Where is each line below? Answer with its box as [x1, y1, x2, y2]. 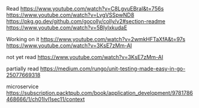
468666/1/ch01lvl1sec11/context [6, 95, 85, 103]
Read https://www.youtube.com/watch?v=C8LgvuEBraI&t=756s [6, 5, 164, 12]
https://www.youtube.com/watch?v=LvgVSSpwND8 [6, 11, 135, 18]
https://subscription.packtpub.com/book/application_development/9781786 [6, 90, 194, 96]
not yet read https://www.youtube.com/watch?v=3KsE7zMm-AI [6, 54, 164, 60]
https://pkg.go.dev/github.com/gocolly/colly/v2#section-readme [6, 18, 165, 24]
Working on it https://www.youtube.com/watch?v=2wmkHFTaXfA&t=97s [6, 36, 186, 42]
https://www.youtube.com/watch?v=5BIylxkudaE [6, 24, 127, 31]
